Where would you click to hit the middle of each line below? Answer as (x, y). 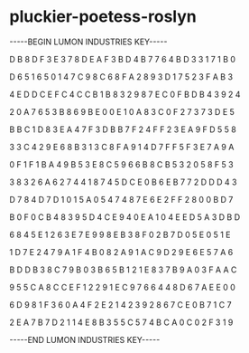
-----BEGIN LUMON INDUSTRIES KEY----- (88, 42)
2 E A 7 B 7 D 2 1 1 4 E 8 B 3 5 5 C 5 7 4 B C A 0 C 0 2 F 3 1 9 (121, 322)
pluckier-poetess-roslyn (103, 17)
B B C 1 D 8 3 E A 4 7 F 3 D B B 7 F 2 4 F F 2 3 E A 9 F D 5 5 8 (123, 129)
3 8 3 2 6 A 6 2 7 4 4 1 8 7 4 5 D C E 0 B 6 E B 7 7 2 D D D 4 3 (123, 182)
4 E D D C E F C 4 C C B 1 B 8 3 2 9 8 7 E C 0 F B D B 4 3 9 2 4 (125, 94)
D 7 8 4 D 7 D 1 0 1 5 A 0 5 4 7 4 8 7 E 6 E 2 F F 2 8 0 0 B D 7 (121, 199)
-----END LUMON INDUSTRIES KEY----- (85, 339)
